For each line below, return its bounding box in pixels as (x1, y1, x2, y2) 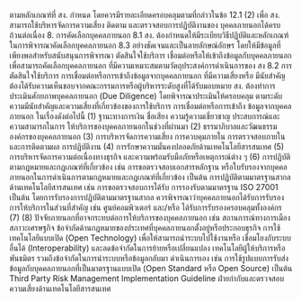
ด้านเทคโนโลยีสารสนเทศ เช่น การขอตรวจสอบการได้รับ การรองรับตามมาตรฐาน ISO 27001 (9, 182, 279, 192)
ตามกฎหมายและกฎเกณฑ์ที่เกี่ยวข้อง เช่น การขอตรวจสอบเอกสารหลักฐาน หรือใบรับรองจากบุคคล (9, 161, 288, 172)
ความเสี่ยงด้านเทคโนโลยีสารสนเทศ (9, 283, 111, 294)
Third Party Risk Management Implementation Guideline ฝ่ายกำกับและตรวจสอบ (9, 273, 285, 284)
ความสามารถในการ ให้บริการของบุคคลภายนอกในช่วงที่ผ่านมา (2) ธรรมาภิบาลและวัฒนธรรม (9, 121, 278, 132)
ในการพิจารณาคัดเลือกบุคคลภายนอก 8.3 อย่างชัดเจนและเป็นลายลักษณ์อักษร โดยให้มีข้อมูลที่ (9, 40, 281, 50)
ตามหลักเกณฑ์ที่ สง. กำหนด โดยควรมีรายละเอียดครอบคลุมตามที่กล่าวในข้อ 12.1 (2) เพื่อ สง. (9, 10, 280, 20)
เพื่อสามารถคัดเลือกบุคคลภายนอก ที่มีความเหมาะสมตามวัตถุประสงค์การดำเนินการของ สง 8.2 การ (9, 60, 292, 70)
